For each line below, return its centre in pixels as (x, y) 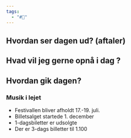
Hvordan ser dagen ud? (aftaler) (66, 41)
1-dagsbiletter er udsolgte (46, 122)
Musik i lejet (24, 97)
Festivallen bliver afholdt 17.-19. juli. (57, 110)
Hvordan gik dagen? (44, 81)
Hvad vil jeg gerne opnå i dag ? (63, 61)
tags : (13, 11)
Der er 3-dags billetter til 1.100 (51, 129)
